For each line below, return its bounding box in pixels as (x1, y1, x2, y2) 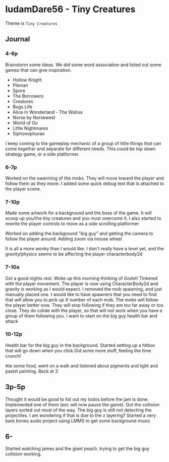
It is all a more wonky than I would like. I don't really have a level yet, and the (5, 246, 164, 252)
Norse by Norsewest (12, 114, 55, 120)
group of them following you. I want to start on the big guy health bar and (5, 312, 158, 319)
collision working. (5, 451, 42, 457)
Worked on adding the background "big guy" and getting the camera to (5, 230, 153, 237)
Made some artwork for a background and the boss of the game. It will (5, 210, 152, 216)
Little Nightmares (12, 125, 48, 131)
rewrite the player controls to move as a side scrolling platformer (5, 221, 140, 227)
